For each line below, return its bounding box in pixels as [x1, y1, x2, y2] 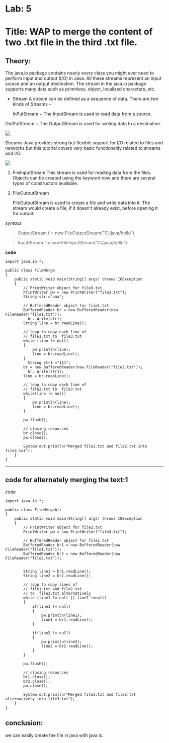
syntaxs [5, 220, 22, 226]
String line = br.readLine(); [23, 321, 87, 326]
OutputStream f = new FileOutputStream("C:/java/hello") [17, 230, 135, 236]
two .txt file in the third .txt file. [5, 37, 137, 48]
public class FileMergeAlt [5, 507, 62, 512]
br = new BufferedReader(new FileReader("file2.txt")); [23, 365, 143, 370]
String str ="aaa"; [23, 295, 64, 300]
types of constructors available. [12, 180, 78, 187]
